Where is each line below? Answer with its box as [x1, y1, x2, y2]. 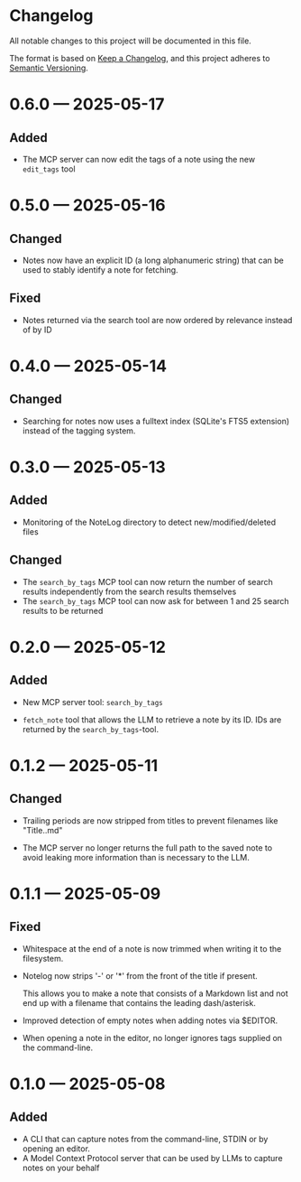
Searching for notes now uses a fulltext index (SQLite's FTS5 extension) [22, 415, 290, 426]
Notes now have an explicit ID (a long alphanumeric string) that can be [22, 255, 284, 265]
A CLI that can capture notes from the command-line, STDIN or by [22, 1133, 269, 1144]
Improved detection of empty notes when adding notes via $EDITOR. [22, 1015, 278, 1026]
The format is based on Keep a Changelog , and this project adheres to [9, 52, 270, 63]
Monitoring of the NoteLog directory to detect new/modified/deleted [22, 517, 277, 527]
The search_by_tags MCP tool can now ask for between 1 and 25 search [22, 595, 290, 606]
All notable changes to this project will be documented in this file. [9, 35, 252, 46]
